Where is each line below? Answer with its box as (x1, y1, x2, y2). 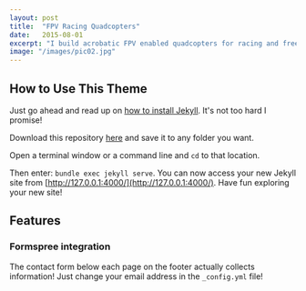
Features (9, 213, 61, 228)
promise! (9, 115, 43, 125)
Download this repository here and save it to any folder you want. (9, 132, 255, 143)
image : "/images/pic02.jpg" (9, 47, 117, 56)
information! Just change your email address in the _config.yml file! (9, 270, 264, 282)
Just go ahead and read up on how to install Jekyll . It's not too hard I (9, 105, 267, 115)
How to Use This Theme (9, 81, 148, 96)
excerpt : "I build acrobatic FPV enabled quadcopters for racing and (9, 38, 280, 48)
